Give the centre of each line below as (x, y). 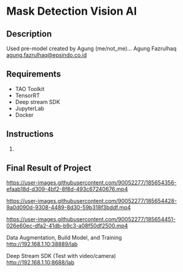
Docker (24, 115)
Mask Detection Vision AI (72, 11)
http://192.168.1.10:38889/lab (42, 244)
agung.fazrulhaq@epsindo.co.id (47, 55)
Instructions (30, 134)
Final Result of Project (49, 168)
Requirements (34, 74)
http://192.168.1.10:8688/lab (41, 263)
